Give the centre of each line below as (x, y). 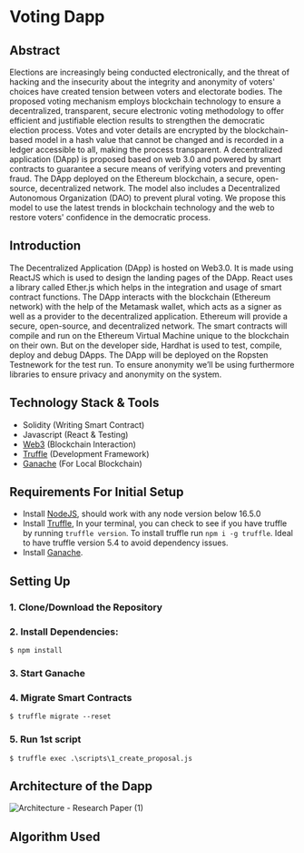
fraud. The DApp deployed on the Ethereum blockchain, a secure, (132, 178)
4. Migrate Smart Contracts (71, 697)
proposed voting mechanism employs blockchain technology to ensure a (145, 101)
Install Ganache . (53, 553)
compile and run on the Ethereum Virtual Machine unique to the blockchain (149, 335)
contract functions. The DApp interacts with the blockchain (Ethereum (140, 297)
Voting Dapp (57, 17)
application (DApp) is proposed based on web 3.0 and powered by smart (145, 159)
